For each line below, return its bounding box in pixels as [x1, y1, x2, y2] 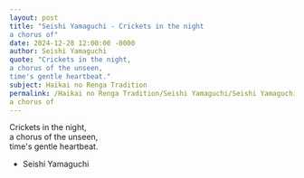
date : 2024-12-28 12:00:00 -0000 [9, 38, 136, 48]
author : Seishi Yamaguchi [9, 47, 107, 56]
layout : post [9, 13, 59, 23]
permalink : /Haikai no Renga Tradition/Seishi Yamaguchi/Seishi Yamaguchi [9, 89, 298, 98]
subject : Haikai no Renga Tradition [9, 80, 147, 89]
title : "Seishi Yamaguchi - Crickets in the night [9, 22, 204, 31]
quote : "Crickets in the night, [9, 55, 131, 64]
